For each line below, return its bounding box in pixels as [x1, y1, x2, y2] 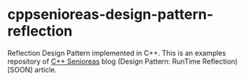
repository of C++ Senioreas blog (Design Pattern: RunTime [7, 57, 202, 66]
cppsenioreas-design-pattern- [7, 6, 213, 24]
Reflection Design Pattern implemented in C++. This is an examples [7, 48, 226, 57]
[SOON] [7, 64, 33, 74]
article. [34, 64, 57, 74]
